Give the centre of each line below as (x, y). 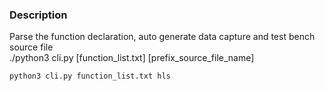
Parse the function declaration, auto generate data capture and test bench (162, 37)
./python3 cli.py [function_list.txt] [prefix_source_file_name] (132, 58)
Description (38, 15)
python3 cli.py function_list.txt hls (90, 76)
